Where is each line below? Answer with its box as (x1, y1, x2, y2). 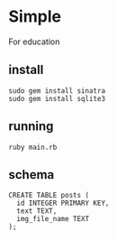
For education (8, 36, 60, 47)
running (8, 119, 54, 134)
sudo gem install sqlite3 (8, 94, 105, 103)
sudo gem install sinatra (8, 86, 105, 96)
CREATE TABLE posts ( (8, 191, 90, 200)
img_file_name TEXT (16, 215, 90, 224)
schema (8, 167, 55, 182)
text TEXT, (16, 207, 58, 216)
